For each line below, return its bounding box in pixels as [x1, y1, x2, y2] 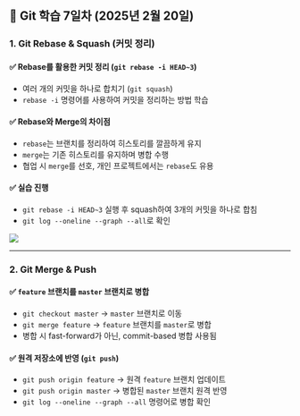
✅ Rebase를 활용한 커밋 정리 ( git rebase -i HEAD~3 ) [9, 61, 197, 72]
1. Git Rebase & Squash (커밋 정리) [9, 38, 155, 50]
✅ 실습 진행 [9, 183, 49, 193]
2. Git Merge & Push [9, 263, 96, 276]
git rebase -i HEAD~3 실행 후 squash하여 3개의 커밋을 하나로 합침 [21, 204, 258, 215]
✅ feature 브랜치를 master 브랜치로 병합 [9, 286, 150, 297]
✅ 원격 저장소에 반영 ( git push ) [9, 352, 119, 363]
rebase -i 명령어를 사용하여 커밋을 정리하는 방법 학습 [21, 94, 209, 105]
